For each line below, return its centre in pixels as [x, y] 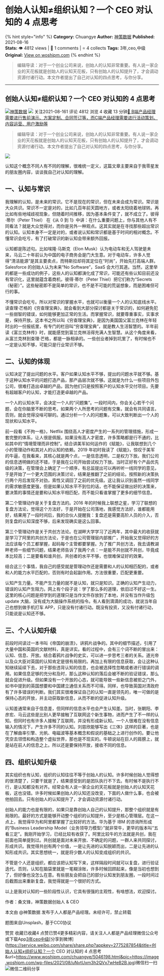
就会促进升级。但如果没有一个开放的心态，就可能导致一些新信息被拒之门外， [82, 680]
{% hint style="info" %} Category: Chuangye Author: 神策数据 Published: [80, 37]
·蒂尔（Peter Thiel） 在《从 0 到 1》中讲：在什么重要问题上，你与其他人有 [79, 220]
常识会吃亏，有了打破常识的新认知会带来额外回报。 [61, 238]
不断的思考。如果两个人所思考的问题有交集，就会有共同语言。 [97, 409]
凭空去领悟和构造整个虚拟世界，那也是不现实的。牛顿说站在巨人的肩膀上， [80, 739]
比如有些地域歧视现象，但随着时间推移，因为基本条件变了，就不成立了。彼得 [82, 214]
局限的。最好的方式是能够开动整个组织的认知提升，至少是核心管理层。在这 [80, 816]
